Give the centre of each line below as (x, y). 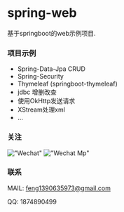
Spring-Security (41, 77)
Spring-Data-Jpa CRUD (51, 69)
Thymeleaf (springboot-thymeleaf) (67, 84)
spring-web (42, 13)
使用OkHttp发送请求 (46, 101)
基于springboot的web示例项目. (51, 33)
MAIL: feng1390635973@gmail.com (59, 188)
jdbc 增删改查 (37, 92)
